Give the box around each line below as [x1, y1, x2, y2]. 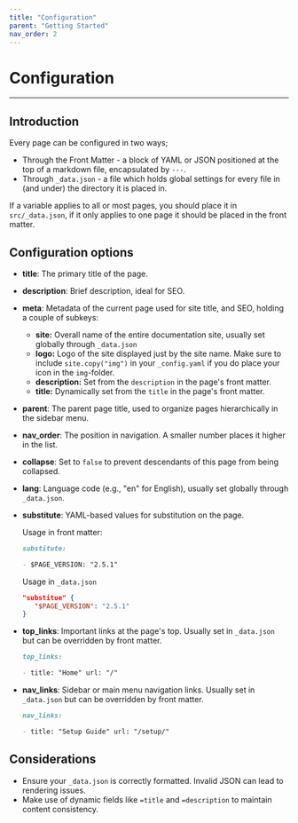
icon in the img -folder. [35, 367, 115, 377]
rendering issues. [21, 785, 86, 795]
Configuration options [9, 245, 135, 260]
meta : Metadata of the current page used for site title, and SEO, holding [21, 303, 284, 313]
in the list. [21, 439, 59, 449]
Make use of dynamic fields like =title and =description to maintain [21, 794, 272, 804]
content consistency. [21, 803, 99, 814]
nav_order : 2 [9, 29, 58, 38]
